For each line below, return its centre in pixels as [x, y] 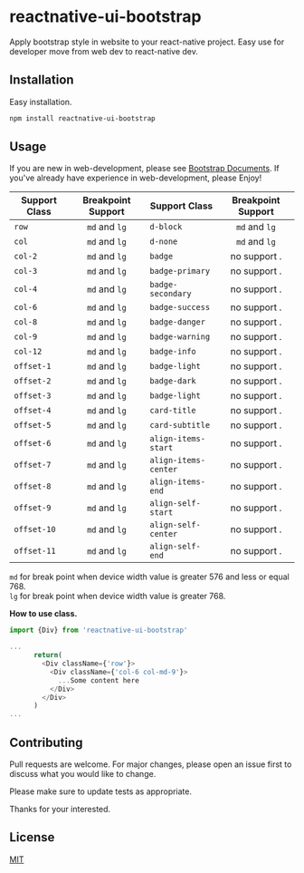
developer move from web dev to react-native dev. [104, 51]
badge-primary [180, 271]
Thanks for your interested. [60, 809]
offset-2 [33, 381]
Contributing [46, 742]
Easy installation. [41, 102]
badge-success [180, 307]
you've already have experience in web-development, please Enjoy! [136, 178]
